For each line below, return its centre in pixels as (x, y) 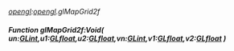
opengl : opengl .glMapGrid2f (54, 12)
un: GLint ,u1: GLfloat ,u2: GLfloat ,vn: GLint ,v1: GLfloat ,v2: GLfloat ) (117, 38)
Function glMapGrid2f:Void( (56, 29)
